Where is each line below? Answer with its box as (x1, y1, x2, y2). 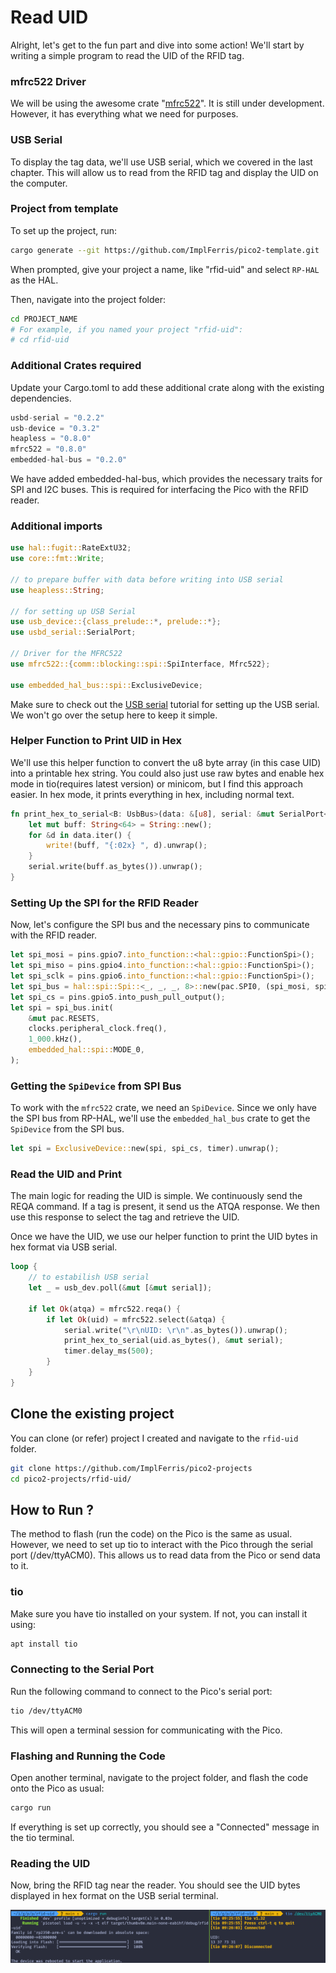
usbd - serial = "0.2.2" (10, 412, 105, 423)
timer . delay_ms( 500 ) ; (63, 1346, 155, 1356)
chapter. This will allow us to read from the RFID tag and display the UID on (10, 166, 319, 178)
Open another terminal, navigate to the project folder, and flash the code (10, 1771, 309, 1783)
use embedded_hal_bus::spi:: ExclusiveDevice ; (10, 680, 203, 690)
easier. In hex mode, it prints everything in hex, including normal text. (10, 788, 295, 800)
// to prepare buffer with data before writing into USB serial (10, 574, 284, 585)
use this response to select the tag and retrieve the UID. (10, 1211, 240, 1223)
